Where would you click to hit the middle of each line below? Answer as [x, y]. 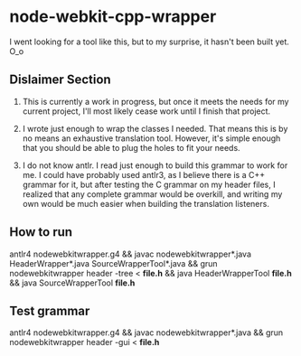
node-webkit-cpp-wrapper [113, 17]
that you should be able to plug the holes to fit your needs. [132, 147]
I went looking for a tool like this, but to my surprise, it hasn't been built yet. [149, 42]
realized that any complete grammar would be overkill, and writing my [152, 194]
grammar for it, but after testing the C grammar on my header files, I [149, 184]
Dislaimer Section [60, 80]
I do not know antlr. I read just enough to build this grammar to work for [155, 165]
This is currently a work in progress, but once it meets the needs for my [155, 101]
